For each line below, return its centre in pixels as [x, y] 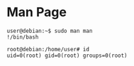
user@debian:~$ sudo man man [50, 31]
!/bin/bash [23, 37]
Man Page [37, 12]
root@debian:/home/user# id [48, 49]
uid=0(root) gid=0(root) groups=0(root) [67, 55]
